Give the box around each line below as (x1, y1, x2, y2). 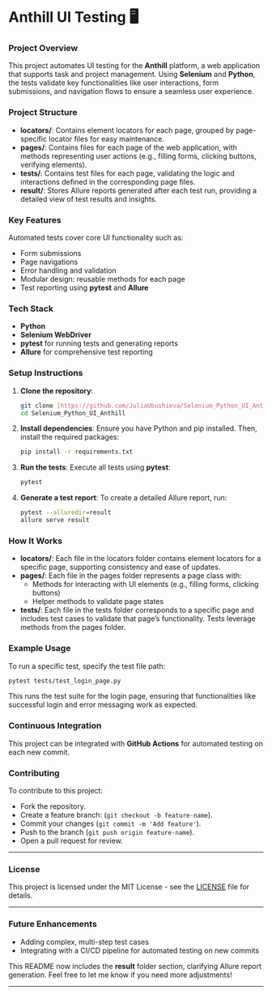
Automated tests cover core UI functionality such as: (8, 233, 184, 243)
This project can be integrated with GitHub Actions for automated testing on (8, 738, 263, 748)
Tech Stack (8, 303, 54, 314)
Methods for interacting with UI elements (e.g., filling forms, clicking (32, 580, 259, 589)
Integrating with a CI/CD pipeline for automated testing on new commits (19, 946, 260, 955)
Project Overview (8, 43, 79, 54)
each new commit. (8, 747, 70, 757)
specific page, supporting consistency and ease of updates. (19, 562, 221, 572)
